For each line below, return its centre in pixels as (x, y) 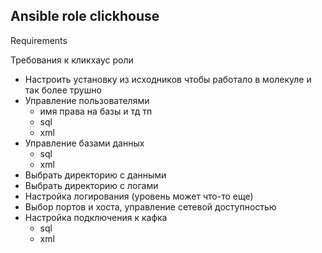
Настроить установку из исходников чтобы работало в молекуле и (168, 79)
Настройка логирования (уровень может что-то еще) (139, 196)
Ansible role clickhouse (85, 16)
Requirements (39, 40)
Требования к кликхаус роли (72, 60)
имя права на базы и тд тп (96, 111)
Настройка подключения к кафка (96, 217)
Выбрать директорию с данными (95, 175)
